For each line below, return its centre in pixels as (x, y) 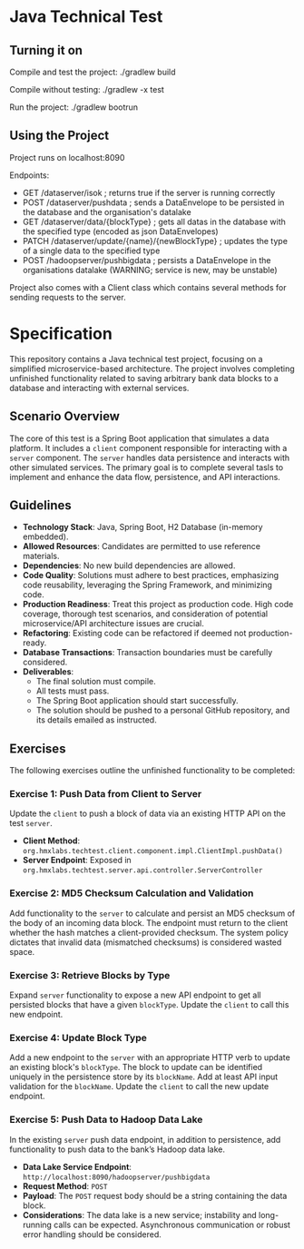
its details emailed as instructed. (96, 720)
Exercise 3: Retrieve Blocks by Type (90, 975)
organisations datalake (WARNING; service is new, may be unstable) (150, 270)
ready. (34, 643)
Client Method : (51, 841)
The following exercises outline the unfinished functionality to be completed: (152, 771)
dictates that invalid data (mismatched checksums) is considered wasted (146, 942)
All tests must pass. (73, 691)
